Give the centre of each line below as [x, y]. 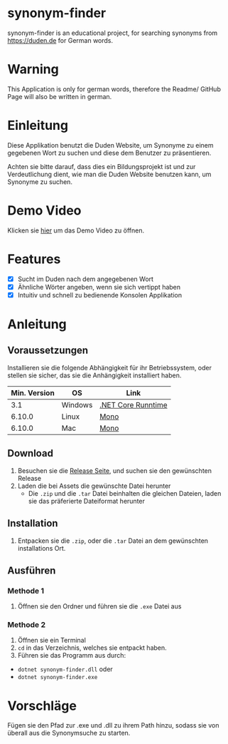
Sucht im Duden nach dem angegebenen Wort [86, 279]
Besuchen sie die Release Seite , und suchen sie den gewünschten [114, 470]
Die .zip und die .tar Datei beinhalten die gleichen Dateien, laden [125, 493]
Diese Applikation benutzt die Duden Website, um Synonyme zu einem [111, 145]
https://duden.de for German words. [60, 40]
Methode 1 [26, 591]
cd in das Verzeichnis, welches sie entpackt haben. [92, 648]
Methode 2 [27, 625]
